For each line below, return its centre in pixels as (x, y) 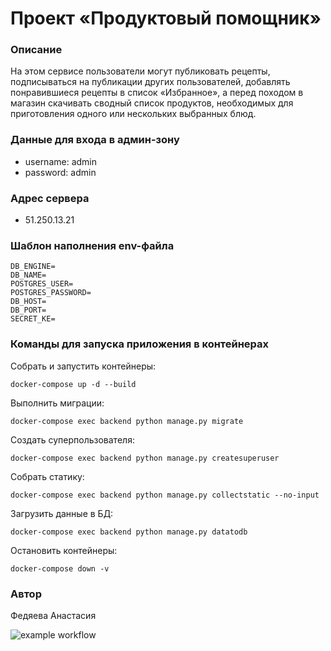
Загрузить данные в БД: (62, 513)
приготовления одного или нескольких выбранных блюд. (133, 114)
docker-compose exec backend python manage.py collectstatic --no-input (165, 495)
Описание (36, 50)
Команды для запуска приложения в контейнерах (140, 344)
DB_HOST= (28, 302)
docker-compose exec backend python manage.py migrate (127, 421)
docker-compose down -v (60, 568)
